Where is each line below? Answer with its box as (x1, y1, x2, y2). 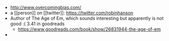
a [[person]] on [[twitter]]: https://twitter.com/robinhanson (10, 10, 134, 16)
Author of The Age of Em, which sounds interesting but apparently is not (10, 15, 164, 21)
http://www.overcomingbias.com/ (10, 5, 82, 10)
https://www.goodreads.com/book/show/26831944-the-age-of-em (17, 26, 161, 32)
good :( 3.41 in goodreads (10, 20, 65, 27)
